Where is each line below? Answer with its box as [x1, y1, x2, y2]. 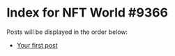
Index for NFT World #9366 [6, 5, 169, 21]
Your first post [16, 41, 58, 49]
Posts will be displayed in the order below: [6, 28, 128, 36]
